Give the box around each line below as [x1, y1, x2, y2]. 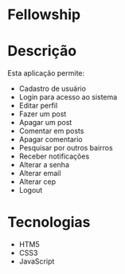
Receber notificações [18, 151, 90, 161]
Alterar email [18, 169, 61, 178]
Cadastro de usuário [18, 84, 87, 93]
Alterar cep [18, 177, 57, 186]
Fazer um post [18, 109, 67, 119]
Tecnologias [7, 213, 91, 232]
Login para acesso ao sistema [18, 92, 118, 102]
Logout [18, 186, 43, 195]
